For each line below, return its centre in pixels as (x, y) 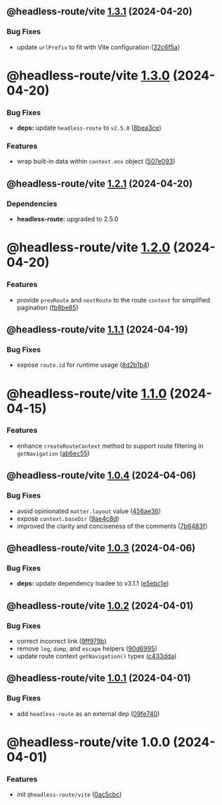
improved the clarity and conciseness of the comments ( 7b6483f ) (112, 526)
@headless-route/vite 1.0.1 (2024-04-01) (99, 678)
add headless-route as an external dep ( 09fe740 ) (88, 713)
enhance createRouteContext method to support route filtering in (110, 445)
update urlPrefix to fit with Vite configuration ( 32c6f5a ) (98, 47)
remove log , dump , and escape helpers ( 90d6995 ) (87, 649)
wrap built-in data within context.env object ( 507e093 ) (96, 161)
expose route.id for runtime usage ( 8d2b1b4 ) (83, 365)
